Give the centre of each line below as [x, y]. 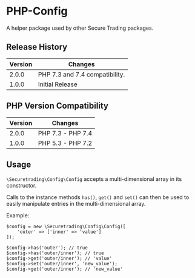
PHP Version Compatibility [58, 106]
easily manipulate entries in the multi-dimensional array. [76, 204]
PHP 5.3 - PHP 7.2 [65, 143]
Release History [37, 47]
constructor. [21, 186]
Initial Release [58, 84]
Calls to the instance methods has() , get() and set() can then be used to [98, 197]
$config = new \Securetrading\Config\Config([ [66, 227]
